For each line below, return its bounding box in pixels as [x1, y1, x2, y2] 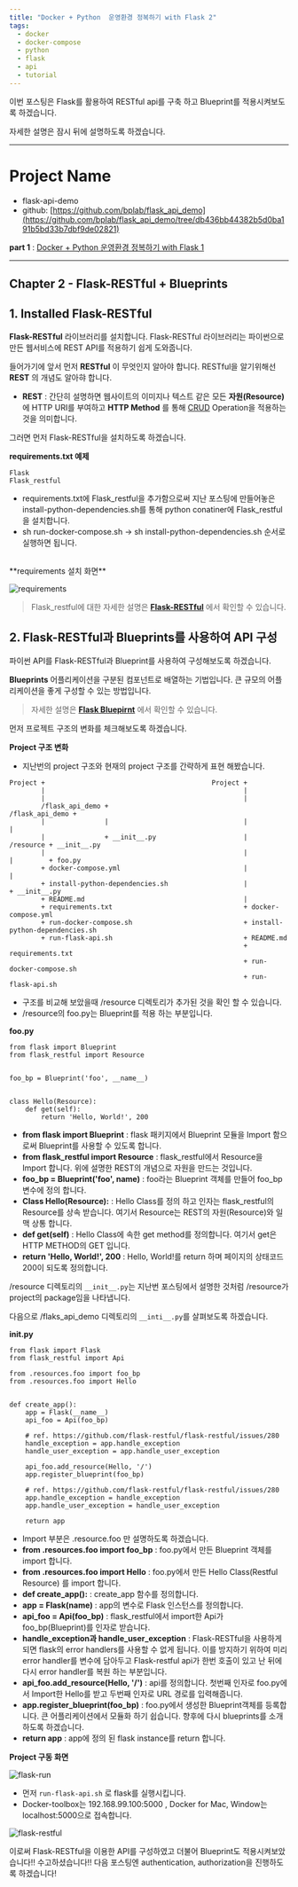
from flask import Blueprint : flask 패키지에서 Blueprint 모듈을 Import [21, 1129, 271, 1139]
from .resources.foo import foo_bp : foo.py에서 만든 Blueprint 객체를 [21, 1544, 272, 1554]
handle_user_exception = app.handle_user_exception [25, 1446, 220, 1455]
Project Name [9, 166, 112, 186]
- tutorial [17, 71, 58, 80]
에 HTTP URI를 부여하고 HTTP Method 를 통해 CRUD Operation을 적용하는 [21, 402, 286, 412]
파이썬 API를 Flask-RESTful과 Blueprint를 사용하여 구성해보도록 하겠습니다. [9, 655, 272, 666]
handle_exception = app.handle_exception [25, 1438, 180, 1448]
